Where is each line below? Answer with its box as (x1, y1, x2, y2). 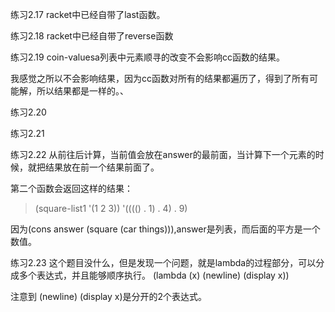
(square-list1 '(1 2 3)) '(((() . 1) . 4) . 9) (34, 203, 188, 214)
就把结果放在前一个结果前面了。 (27, 161, 160, 173)
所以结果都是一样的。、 (36, 85, 129, 97)
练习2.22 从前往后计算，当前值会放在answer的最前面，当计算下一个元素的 (10, 149, 316, 160)
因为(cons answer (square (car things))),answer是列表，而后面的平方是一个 (10, 223, 321, 235)
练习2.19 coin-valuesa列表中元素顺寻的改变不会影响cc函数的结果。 (10, 51, 285, 63)
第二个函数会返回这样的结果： (10, 183, 133, 194)
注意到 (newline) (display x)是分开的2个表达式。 (10, 291, 208, 302)
